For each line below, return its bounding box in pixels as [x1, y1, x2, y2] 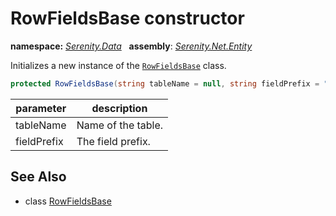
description [91, 101, 148, 115]
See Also [10, 168, 67, 186]
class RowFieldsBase [24, 195, 112, 207]
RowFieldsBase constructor [10, 7, 245, 30]
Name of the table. [76, 118, 164, 132]
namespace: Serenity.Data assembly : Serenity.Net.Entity [10, 40, 253, 52]
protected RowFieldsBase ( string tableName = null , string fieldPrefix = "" [10, 78, 333, 89]
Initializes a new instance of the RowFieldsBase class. [10, 59, 227, 71]
